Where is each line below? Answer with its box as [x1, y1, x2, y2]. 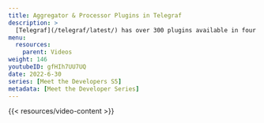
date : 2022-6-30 [8, 70, 62, 78]
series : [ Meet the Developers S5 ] [8, 77, 123, 85]
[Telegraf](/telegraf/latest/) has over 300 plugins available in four [15, 26, 257, 34]
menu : [8, 33, 26, 42]
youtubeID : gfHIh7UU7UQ [8, 63, 87, 71]
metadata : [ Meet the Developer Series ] [8, 84, 140, 93]
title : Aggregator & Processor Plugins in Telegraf [8, 11, 182, 20]
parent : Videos [22, 48, 73, 56]
